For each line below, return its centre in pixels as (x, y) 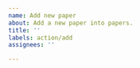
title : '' (25, 30)
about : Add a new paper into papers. (71, 23)
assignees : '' (32, 45)
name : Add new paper (43, 15)
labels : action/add (41, 38)
